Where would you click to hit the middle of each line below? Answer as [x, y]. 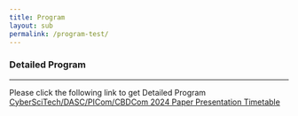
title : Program [37, 17]
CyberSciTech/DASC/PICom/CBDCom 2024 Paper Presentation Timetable [145, 102]
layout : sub [31, 26]
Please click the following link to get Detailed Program [108, 92]
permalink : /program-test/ [59, 34]
